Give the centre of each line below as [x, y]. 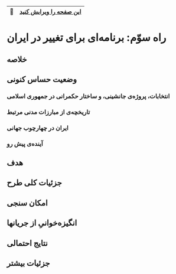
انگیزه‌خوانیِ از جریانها [42, 223]
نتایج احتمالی [27, 243]
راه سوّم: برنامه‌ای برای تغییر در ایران [87, 37]
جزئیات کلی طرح [35, 183]
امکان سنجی [27, 203]
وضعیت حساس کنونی [42, 79]
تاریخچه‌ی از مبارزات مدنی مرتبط [48, 112]
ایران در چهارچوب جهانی [38, 128]
